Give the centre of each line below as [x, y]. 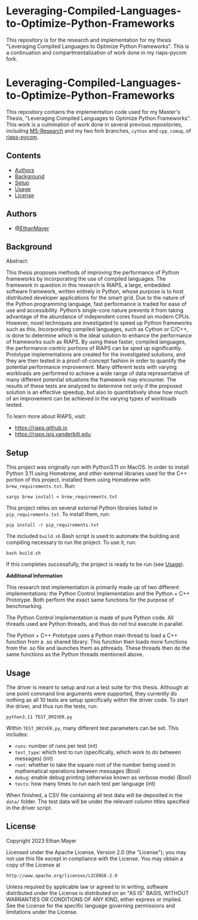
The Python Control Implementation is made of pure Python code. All [90, 617]
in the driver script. [29, 807]
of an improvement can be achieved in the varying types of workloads [92, 399]
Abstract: [17, 261]
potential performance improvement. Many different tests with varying [92, 367]
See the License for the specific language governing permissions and [91, 905]
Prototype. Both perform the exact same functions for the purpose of [90, 600]
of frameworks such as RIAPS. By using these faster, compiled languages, [96, 342]
